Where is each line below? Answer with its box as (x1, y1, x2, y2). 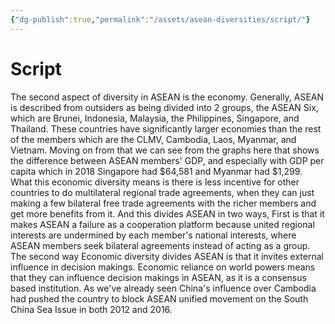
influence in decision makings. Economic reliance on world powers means (10, 261, 316, 273)
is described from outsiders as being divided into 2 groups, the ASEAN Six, (10, 101, 319, 113)
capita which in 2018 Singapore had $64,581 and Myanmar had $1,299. (10, 165, 303, 177)
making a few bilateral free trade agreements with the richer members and (10, 197, 317, 209)
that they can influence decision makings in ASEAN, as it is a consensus (10, 271, 307, 283)
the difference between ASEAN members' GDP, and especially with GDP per (10, 154, 325, 166)
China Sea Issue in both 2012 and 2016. (10, 303, 173, 315)
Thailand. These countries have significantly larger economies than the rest (10, 122, 322, 135)
